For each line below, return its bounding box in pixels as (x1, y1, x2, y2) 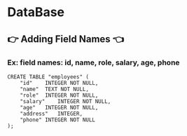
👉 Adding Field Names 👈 (7, 33, 124, 45)
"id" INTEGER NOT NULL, (20, 79, 99, 86)
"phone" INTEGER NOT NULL (20, 116, 96, 123)
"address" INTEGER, (20, 110, 83, 117)
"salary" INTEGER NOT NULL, (20, 97, 111, 105)
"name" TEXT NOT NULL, (20, 86, 90, 93)
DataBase (7, 4, 65, 20)
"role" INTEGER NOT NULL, (20, 92, 99, 99)
